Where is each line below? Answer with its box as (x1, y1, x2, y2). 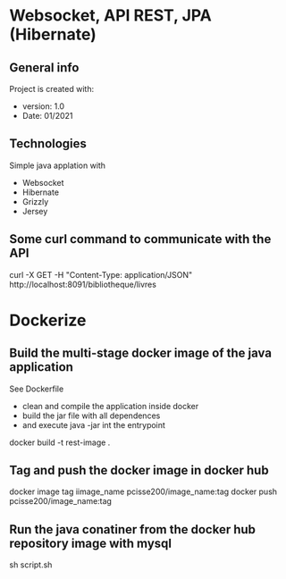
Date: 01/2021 (21, 111, 73, 121)
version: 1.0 (21, 101, 65, 112)
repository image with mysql (9, 535, 172, 550)
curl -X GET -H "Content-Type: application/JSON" (9, 269, 193, 280)
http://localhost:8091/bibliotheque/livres (9, 279, 156, 289)
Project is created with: (9, 84, 95, 94)
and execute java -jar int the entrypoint (21, 419, 165, 430)
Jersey (21, 206, 48, 216)
